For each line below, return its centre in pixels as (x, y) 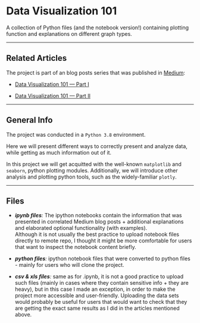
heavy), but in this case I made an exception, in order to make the (95, 289)
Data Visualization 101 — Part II (53, 96)
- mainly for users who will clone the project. (69, 265)
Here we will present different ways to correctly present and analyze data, (97, 146)
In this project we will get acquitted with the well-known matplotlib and (94, 164)
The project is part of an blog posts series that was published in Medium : (96, 72)
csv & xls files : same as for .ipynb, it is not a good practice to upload (99, 276)
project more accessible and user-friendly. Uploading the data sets (97, 296)
